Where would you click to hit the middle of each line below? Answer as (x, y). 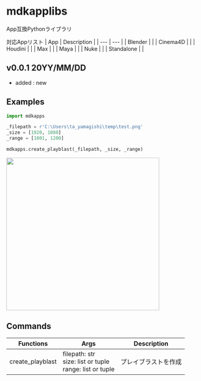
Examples (25, 102)
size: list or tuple (86, 361)
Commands (29, 326)
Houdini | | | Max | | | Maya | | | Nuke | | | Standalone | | (75, 49)
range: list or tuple (89, 369)
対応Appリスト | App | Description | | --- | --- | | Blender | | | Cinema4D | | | (101, 42)
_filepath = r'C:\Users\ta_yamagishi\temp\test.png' (75, 127)
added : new (31, 82)
